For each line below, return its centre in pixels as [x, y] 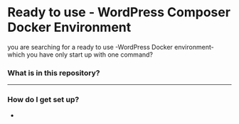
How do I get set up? [43, 100]
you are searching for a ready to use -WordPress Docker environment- [111, 47]
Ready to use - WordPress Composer [119, 12]
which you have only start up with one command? [80, 55]
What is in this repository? [54, 73]
